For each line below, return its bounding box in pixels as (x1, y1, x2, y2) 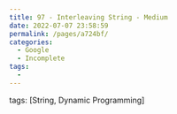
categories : (9, 37, 53, 47)
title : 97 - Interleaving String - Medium (9, 12, 168, 22)
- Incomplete (17, 54, 65, 63)
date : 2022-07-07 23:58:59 (9, 21, 109, 30)
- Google (17, 46, 50, 55)
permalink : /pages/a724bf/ (9, 29, 109, 38)
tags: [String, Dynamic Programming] (9, 95, 145, 105)
